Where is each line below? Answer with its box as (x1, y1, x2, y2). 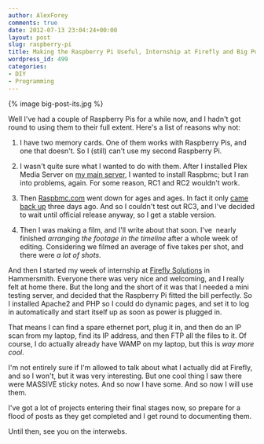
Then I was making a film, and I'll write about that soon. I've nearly (19, 225, 237, 234)
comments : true (8, 19, 58, 27)
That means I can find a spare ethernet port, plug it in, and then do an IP (8, 322, 242, 332)
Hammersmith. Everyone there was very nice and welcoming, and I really (8, 273, 245, 283)
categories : (8, 63, 47, 71)
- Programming (8, 77, 55, 85)
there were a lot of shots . (19, 250, 101, 259)
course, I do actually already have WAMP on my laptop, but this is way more (8, 339, 255, 348)
